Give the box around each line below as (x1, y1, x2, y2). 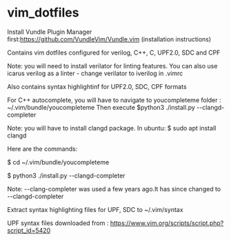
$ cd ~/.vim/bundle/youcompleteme (7, 157, 110, 166)
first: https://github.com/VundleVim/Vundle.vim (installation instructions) (7, 35, 212, 43)
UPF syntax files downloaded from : (7, 219, 109, 227)
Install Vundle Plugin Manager (7, 28, 92, 36)
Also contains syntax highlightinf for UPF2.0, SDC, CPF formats (7, 82, 188, 90)
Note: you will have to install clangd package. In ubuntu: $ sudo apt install (7, 124, 217, 132)
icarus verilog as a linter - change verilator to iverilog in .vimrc (7, 69, 183, 77)
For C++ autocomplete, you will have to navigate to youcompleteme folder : (7, 95, 222, 104)
